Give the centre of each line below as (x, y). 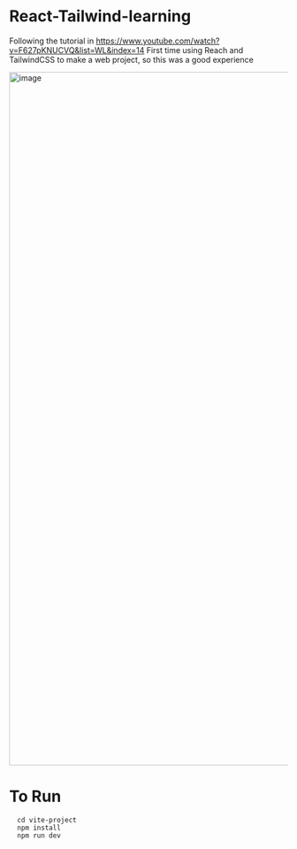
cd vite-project (47, 820)
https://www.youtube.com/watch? (158, 41)
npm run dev (39, 835)
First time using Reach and (195, 50)
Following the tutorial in (52, 41)
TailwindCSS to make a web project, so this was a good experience (131, 59)
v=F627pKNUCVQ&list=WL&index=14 (77, 50)
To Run (35, 796)
